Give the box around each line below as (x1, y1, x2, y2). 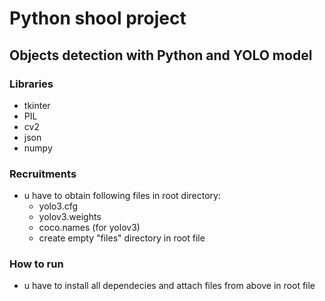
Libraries (9, 77, 54, 91)
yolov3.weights (38, 211, 102, 223)
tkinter (23, 99, 51, 111)
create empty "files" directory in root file (38, 232, 206, 244)
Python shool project (9, 7, 187, 30)
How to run (9, 257, 64, 271)
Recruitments (9, 167, 77, 181)
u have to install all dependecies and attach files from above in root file (23, 280, 316, 292)
